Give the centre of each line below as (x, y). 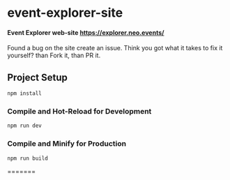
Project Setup (38, 77)
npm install (24, 93)
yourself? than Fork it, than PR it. (54, 55)
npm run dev (24, 126)
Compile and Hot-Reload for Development (79, 111)
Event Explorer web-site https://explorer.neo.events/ (86, 32)
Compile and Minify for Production (67, 144)
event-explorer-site (65, 13)
